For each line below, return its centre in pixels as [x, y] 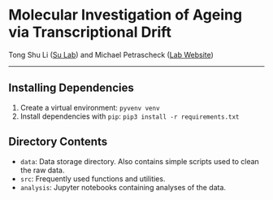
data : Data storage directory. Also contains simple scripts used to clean [140, 161]
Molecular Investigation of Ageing [125, 15]
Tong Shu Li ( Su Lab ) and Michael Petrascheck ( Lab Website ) [111, 54]
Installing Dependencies [71, 88]
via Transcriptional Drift [90, 32]
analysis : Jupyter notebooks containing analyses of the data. [123, 187]
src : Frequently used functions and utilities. [93, 178]
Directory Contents [58, 142]
